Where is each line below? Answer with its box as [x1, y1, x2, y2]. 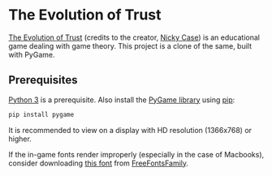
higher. [8, 134, 32, 144]
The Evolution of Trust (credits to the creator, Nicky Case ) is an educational [8, 32, 260, 42]
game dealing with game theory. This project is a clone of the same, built [8, 41, 253, 50]
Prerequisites [8, 73, 78, 87]
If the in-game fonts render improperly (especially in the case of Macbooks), [8, 149, 265, 159]
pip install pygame [8, 110, 75, 118]
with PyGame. [8, 49, 55, 59]
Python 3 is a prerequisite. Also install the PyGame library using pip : [8, 95, 235, 105]
